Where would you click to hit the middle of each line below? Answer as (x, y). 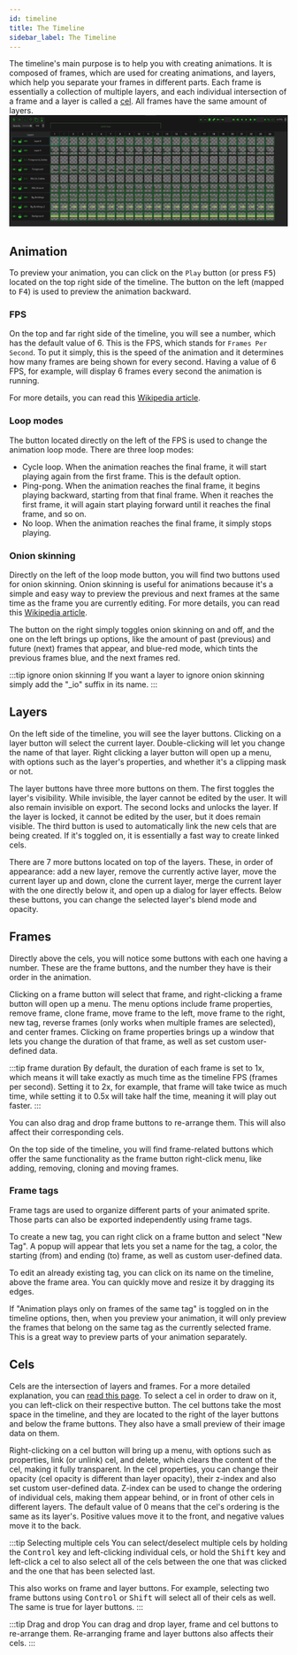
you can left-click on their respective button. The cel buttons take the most (145, 1404)
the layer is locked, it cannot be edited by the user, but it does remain (135, 816)
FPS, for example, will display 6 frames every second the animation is (136, 371)
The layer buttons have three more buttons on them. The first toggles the (142, 788)
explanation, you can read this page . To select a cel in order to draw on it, (143, 1396)
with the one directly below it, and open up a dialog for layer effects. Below (145, 890)
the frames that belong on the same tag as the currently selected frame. (141, 1327)
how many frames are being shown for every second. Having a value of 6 (143, 362)
